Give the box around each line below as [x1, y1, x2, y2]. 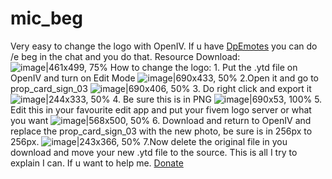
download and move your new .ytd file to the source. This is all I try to [10, 146, 298, 158]
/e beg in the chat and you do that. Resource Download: [10, 50, 241, 62]
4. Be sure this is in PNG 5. [112, 93, 323, 105]
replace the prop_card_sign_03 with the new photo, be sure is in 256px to [10, 125, 313, 137]
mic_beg [10, 7, 83, 30]
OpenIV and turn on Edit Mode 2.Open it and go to [10, 72, 319, 84]
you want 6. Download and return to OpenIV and [10, 114, 312, 126]
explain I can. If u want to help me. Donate [10, 157, 184, 169]
